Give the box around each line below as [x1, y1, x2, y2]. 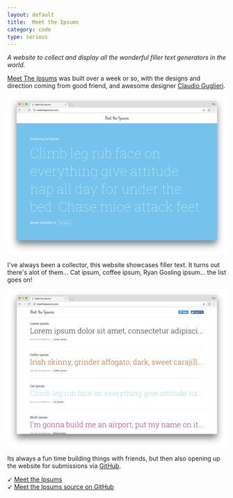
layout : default [7, 11, 54, 18]
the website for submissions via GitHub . [7, 461, 122, 470]
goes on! [7, 276, 33, 284]
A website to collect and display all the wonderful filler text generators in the [7, 53, 227, 62]
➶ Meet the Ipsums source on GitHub [7, 482, 115, 491]
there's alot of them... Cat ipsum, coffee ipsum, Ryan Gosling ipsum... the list [7, 268, 227, 276]
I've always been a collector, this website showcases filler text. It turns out [7, 260, 220, 269]
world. [7, 61, 26, 69]
